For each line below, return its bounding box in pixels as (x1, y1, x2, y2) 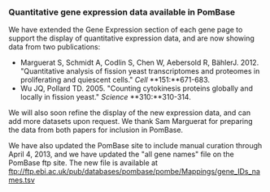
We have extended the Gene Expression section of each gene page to (8, 25, 243, 35)
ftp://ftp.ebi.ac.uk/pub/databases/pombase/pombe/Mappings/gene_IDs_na (8, 167, 260, 177)
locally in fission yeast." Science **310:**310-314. (20, 92, 191, 102)
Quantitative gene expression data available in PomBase (8, 6, 236, 18)
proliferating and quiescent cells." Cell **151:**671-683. (20, 75, 210, 85)
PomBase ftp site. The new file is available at (8, 158, 159, 168)
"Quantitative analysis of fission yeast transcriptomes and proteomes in (20, 66, 260, 76)
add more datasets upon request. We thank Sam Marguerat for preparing (8, 117, 254, 126)
